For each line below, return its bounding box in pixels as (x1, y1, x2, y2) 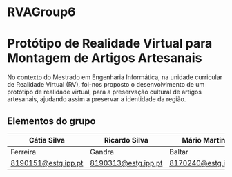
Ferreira (10, 147, 37, 156)
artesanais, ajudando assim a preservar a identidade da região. (7, 95, 186, 103)
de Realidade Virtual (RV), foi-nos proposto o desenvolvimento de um (7, 81, 205, 89)
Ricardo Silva (104, 135, 148, 145)
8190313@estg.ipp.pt (89, 158, 163, 167)
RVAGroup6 (7, 4, 76, 20)
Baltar (168, 147, 188, 156)
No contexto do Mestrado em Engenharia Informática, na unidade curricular (7, 73, 223, 81)
